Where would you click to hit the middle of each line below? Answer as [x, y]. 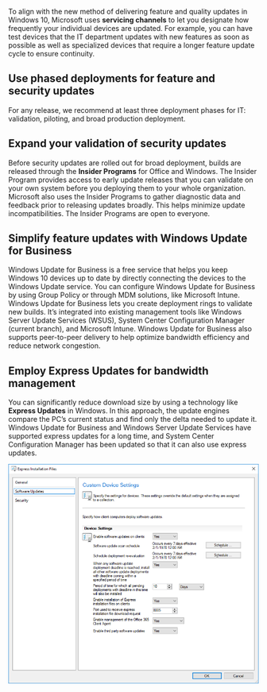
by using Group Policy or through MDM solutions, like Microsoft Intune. [124, 295]
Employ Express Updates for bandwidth [108, 371]
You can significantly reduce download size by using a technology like [123, 402]
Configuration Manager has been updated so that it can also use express [128, 445]
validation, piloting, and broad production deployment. [97, 118]
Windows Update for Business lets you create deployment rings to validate [130, 303]
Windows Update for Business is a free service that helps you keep [118, 270]
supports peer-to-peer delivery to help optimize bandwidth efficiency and [129, 338]
